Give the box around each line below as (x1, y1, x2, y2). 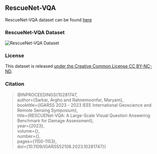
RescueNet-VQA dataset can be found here (5, 17, 92, 22)
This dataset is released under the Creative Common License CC (5, 63, 136, 69)
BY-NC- (136, 63, 152, 69)
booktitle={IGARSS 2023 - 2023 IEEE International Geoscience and (17, 102, 152, 108)
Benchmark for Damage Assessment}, (17, 117, 94, 123)
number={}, (17, 133, 40, 139)
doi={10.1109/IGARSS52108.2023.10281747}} (17, 143, 106, 149)
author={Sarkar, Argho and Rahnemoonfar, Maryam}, (17, 97, 124, 103)
